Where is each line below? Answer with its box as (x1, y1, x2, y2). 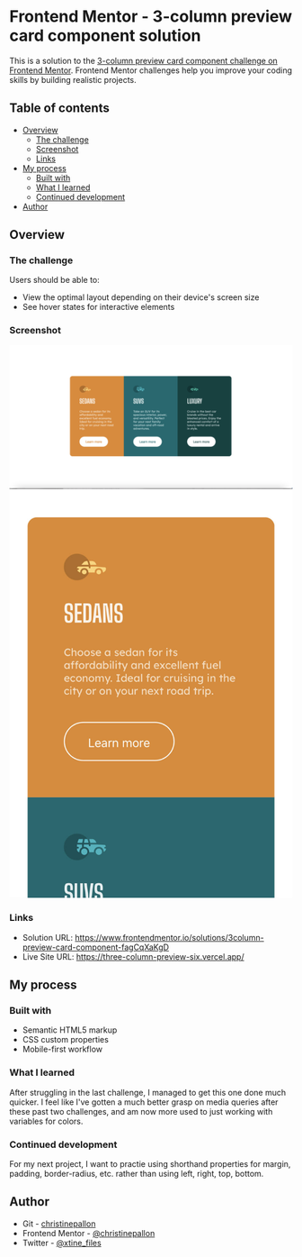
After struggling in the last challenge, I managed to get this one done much (9, 1087, 286, 1098)
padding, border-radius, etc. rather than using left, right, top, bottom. (9, 1169, 264, 1180)
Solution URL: (22, 932, 74, 943)
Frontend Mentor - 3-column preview (9, 6, 293, 27)
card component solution (9, 25, 201, 46)
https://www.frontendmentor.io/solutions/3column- (75, 932, 264, 943)
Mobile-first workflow (22, 1043, 103, 1055)
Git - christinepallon (22, 1218, 96, 1229)
